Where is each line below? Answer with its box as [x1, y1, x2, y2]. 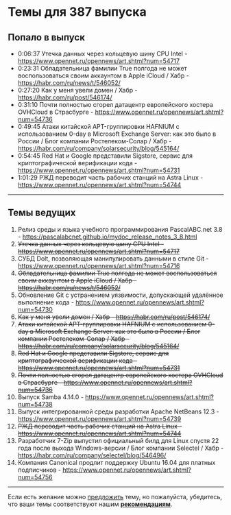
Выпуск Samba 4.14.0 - [17, 392, 84, 401]
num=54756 [17, 472, 53, 481]
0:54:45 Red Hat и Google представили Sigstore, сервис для [17, 152, 193, 160]
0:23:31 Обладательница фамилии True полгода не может [17, 64, 187, 72]
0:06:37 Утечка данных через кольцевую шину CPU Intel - [17, 49, 188, 58]
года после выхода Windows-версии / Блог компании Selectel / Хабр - [17, 444, 224, 452]
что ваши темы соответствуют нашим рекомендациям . [8, 500, 173, 508]
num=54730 [17, 305, 53, 313]
